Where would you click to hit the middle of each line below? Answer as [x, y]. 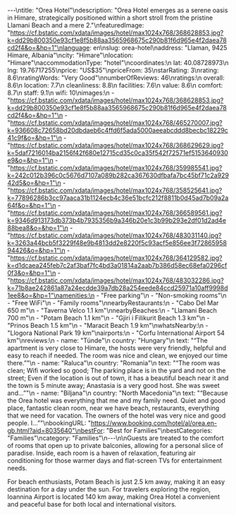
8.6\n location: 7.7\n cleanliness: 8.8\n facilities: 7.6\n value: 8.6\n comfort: [115, 85]
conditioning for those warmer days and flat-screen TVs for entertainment [114, 461]
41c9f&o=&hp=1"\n [35, 138]
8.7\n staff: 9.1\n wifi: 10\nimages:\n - [61, 93]
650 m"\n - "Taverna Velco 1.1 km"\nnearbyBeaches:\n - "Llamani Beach [112, 310]
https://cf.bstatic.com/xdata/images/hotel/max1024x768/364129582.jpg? [117, 258]
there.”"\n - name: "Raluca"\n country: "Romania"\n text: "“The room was [114, 363]
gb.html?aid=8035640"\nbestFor [55, 431]
